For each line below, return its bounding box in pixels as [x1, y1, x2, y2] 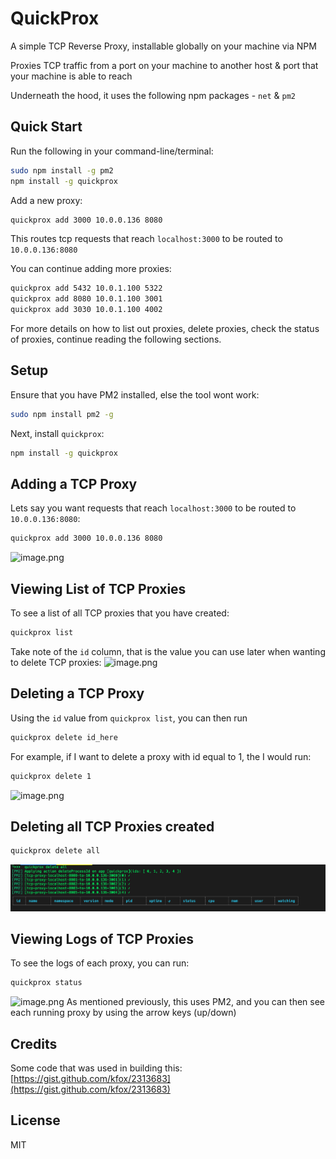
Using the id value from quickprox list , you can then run [10, 712, 248, 724]
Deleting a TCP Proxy [10, 685, 145, 702]
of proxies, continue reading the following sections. [10, 333, 222, 345]
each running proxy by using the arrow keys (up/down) [10, 1007, 237, 1019]
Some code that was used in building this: [10, 1062, 183, 1074]
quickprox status [10, 978, 83, 988]
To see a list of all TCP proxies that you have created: [10, 607, 230, 619]
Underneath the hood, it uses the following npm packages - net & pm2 [10, 89, 296, 101]
